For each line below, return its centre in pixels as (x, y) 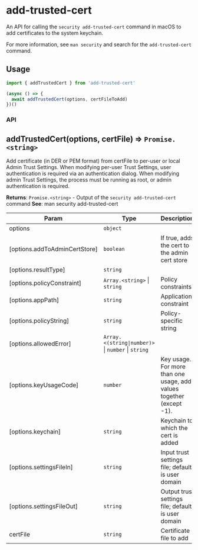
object (113, 228)
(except (171, 403)
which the (174, 428)
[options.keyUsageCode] (44, 385)
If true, (170, 238)
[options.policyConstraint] (45, 283)
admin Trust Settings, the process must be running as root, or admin (89, 179)
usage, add (176, 381)
